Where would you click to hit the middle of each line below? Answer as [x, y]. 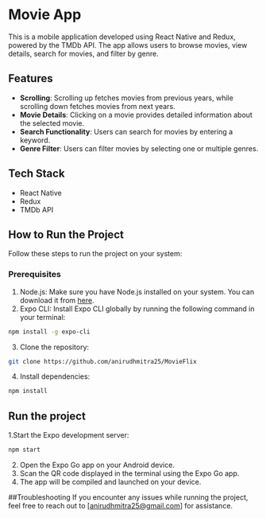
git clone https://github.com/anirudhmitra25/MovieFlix [102, 361]
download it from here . [57, 300]
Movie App [45, 15]
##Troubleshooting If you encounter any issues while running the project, [128, 497]
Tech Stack [37, 174]
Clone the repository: [54, 347]
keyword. [35, 140]
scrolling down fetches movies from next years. [98, 106]
